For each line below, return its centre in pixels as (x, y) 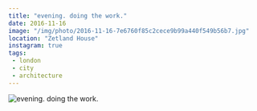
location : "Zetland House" (53, 38)
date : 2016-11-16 (37, 23)
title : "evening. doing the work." (68, 16)
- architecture (37, 76)
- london (27, 61)
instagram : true (35, 46)
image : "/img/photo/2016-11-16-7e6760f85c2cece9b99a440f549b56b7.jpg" (129, 31)
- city (23, 68)
